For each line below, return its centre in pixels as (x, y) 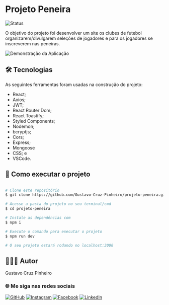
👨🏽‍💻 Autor (22, 261)
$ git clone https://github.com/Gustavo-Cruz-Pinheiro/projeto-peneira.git (86, 195)
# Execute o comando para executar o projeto (54, 232)
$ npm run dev (20, 236)
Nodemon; (23, 126)
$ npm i (13, 222)
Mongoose (24, 147)
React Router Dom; (32, 110)
